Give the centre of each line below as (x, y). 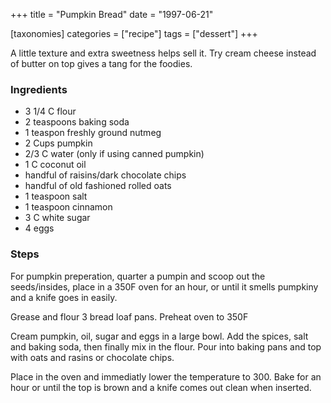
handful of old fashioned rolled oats (98, 186)
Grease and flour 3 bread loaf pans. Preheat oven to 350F (129, 316)
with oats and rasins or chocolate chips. (92, 357)
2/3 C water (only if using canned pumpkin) (114, 154)
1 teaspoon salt (56, 196)
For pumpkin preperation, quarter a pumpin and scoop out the (138, 276)
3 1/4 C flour (50, 111)
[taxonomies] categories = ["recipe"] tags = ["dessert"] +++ (134, 33)
